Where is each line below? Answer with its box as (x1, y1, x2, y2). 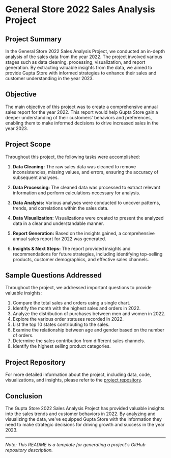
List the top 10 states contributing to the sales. (12, 321, 110, 327)
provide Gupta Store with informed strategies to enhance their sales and (5, 70, 157, 76)
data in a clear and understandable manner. (12, 220, 104, 226)
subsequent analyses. (12, 174, 59, 181)
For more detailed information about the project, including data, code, (5, 371, 151, 378)
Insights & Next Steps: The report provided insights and (12, 245, 131, 251)
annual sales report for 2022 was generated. (12, 236, 106, 242)
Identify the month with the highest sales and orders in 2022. (12, 305, 141, 312)
